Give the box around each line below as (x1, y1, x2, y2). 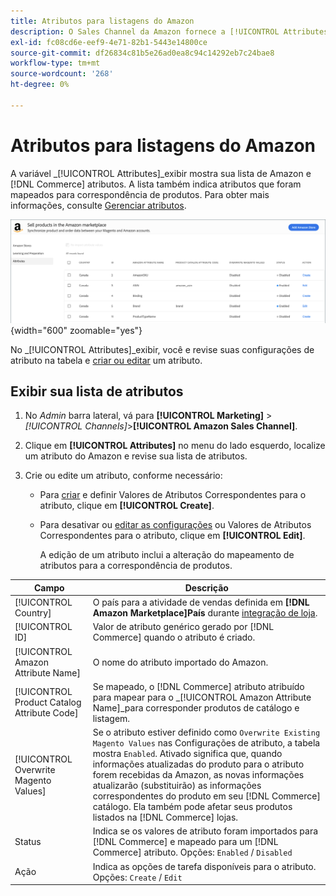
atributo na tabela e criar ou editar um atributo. (10, 354, 203, 366)
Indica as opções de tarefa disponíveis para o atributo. (92, 860, 317, 872)
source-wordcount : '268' (10, 69, 114, 79)
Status (14, 836, 42, 848)
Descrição (184, 581, 229, 594)
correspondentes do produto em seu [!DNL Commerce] (92, 790, 321, 802)
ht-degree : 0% (10, 80, 70, 90)
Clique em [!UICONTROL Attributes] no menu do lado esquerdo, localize (24, 440, 326, 452)
